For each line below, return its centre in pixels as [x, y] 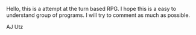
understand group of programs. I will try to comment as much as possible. [98, 15]
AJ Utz [15, 27]
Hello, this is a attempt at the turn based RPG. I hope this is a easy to [91, 9]
